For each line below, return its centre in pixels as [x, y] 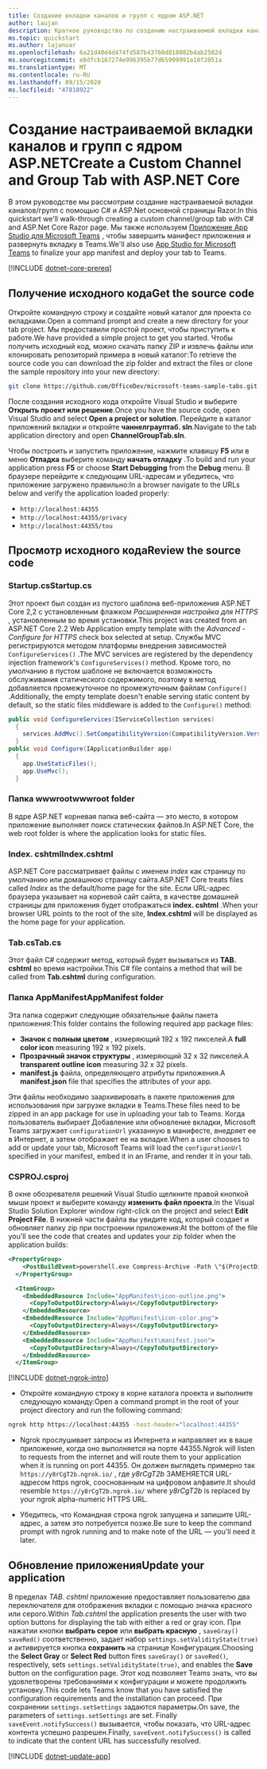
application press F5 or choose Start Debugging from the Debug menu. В [129, 468]
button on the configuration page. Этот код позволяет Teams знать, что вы [133, 1673]
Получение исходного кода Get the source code [132, 293]
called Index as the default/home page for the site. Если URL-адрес [119, 888]
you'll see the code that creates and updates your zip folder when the [122, 1237]
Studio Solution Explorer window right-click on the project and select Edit [128, 1211]
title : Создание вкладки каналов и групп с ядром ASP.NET [106, 16]
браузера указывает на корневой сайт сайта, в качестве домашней [124, 896]
